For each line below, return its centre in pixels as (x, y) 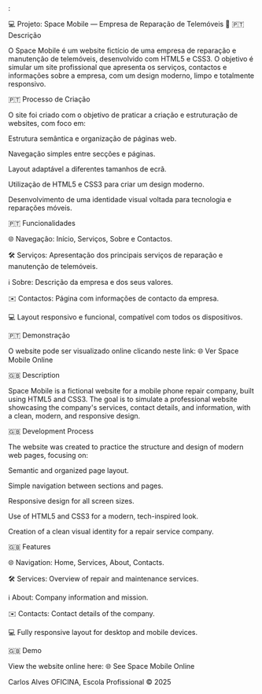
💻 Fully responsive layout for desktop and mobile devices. (103, 632)
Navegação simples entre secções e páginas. (82, 154)
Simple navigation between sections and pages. (86, 485)
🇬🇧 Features (30, 546)
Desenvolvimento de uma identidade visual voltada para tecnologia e (120, 199)
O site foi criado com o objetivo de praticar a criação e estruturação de (123, 115)
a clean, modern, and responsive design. (74, 416)
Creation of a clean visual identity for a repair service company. (111, 532)
